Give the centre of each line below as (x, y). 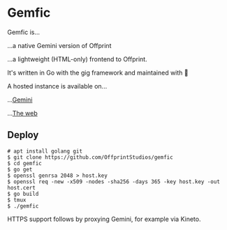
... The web (22, 113)
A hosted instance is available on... (57, 86)
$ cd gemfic (24, 163)
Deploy (23, 135)
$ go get (20, 169)
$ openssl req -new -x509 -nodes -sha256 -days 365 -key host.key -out (113, 182)
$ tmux (17, 200)
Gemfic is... (24, 32)
